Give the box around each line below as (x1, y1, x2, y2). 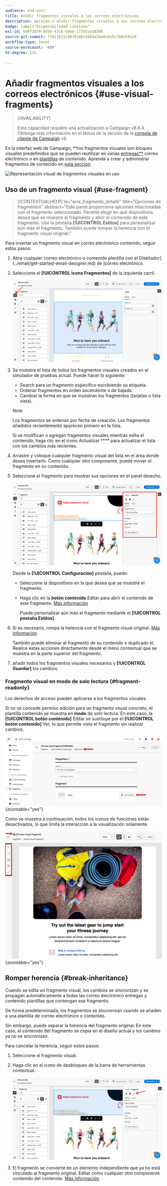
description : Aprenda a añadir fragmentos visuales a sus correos (5, 18, 146, 23)
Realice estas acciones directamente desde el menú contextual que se (12, 645, 157, 651)
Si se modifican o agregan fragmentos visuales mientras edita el (12, 432, 144, 438)
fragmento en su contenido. (12, 463, 70, 469)
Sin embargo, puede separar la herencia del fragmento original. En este (5, 1022, 152, 1028)
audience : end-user (5, 8, 46, 13)
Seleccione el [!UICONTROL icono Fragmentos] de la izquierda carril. (12, 270, 156, 276)
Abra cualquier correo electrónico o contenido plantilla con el (12, 255, 138, 261)
